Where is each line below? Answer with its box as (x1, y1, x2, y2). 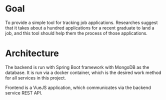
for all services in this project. (5, 74, 66, 80)
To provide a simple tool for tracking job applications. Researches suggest (5, 19, 158, 25)
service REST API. (5, 89, 42, 95)
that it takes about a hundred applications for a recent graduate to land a (5, 24, 154, 30)
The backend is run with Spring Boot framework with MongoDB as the (5, 64, 149, 70)
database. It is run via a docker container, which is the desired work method (5, 69, 161, 75)
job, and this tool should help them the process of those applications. (5, 30, 147, 36)
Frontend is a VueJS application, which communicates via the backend (5, 84, 151, 90)
